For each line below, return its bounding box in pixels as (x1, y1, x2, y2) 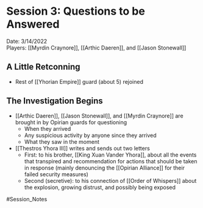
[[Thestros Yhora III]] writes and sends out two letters (15, 144, 151, 152)
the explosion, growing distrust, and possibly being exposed (24, 184, 176, 191)
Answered (6, 17, 60, 31)
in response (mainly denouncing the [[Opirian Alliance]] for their (24, 164, 185, 171)
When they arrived (24, 125, 71, 132)
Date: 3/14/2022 (6, 37, 48, 45)
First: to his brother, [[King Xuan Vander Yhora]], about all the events (24, 151, 197, 158)
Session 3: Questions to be (6, 4, 145, 18)
